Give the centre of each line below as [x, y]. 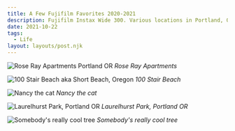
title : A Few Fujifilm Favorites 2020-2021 [72, 14]
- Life [23, 40]
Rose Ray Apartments [145, 66]
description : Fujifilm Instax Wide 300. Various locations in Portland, [115, 20]
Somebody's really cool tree [137, 120]
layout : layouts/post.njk [45, 46]
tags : [15, 33]
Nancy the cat [76, 93]
